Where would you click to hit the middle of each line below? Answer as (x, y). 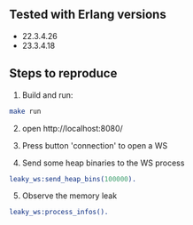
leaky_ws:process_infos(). (59, 213)
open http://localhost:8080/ (73, 128)
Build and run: (47, 95)
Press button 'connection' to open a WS (95, 145)
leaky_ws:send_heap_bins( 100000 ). (73, 179)
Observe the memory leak (69, 196)
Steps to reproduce (63, 73)
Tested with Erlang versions (88, 15)
